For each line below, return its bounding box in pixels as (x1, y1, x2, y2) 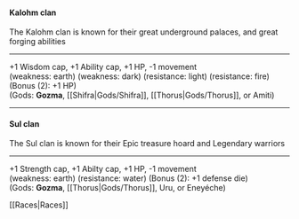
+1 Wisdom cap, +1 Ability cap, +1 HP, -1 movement (9, 62, 198, 73)
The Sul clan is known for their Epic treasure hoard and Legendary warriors (9, 138, 286, 149)
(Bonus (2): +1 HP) (9, 81, 77, 91)
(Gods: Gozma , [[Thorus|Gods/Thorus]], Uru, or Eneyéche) (9, 183, 227, 193)
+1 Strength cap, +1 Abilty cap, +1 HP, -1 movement (9, 164, 198, 175)
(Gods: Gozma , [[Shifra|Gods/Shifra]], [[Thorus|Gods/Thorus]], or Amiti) (9, 90, 275, 101)
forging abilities (9, 36, 67, 47)
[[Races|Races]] (9, 199, 69, 210)
